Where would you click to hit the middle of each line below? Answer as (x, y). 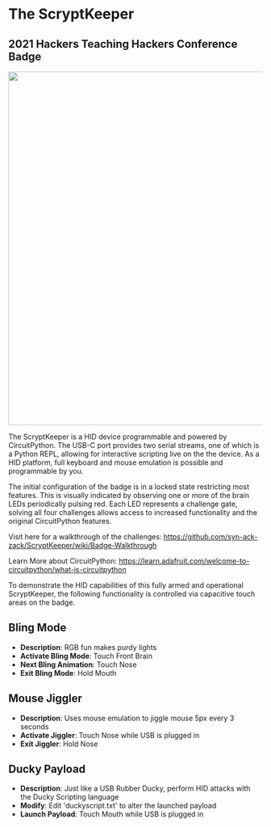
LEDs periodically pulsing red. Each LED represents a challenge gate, (123, 504)
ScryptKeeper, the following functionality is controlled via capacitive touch (132, 594)
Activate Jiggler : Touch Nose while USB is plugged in (110, 735)
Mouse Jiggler (46, 699)
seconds (34, 726)
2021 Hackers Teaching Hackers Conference (123, 44)
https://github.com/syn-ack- (211, 537)
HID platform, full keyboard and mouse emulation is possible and (116, 462)
